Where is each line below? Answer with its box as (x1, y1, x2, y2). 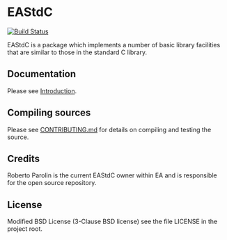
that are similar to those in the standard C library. (7, 48, 148, 56)
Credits (7, 152, 40, 164)
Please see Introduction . (7, 86, 77, 95)
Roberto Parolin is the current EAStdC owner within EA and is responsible (7, 171, 217, 179)
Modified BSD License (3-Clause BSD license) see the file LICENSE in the (7, 217, 218, 226)
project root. (7, 225, 43, 233)
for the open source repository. (7, 179, 97, 187)
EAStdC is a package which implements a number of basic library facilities (7, 40, 221, 49)
